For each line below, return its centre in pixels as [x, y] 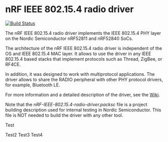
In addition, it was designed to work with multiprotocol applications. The [80, 74]
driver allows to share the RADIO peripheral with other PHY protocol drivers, [84, 79]
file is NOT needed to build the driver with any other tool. [64, 115]
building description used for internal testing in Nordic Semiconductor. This [83, 110]
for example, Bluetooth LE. [33, 85]
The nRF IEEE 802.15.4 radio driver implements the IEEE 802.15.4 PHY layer [83, 33]
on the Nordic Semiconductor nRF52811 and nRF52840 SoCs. [69, 38]
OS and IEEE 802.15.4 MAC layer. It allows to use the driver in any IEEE [78, 54]
